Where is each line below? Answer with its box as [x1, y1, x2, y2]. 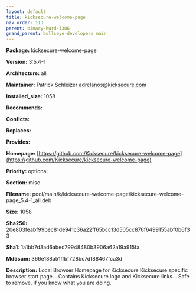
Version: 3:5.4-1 [6, 59, 46, 66]
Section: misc [6, 179, 40, 186]
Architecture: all [6, 70, 47, 77]
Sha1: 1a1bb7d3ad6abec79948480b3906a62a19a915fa [6, 244, 140, 251]
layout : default [6, 8, 46, 15]
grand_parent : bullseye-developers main [6, 31, 107, 37]
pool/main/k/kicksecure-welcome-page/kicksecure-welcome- [32, 190, 184, 198]
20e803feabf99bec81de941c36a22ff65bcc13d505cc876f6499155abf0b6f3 [6, 226, 190, 233]
